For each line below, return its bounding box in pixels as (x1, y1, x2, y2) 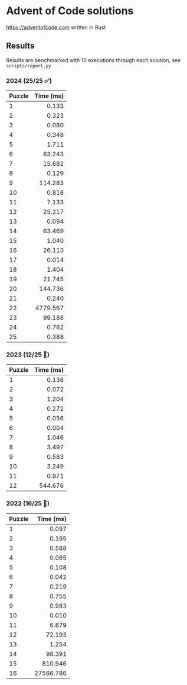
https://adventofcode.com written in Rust (6, 24, 106, 31)
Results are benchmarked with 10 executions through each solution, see (6, 56, 181, 63)
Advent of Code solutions (6, 4, 134, 18)
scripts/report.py (6, 63, 51, 69)
